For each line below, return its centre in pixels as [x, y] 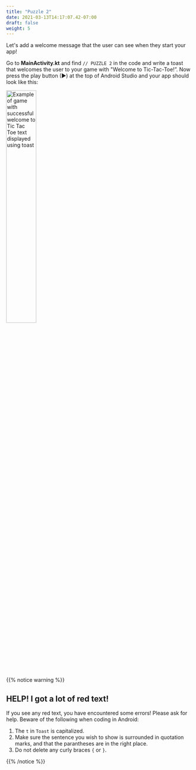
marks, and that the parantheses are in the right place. [81, 744]
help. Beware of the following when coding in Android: [72, 719]
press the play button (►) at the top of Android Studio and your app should [97, 76]
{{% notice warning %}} [36, 680]
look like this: [22, 82]
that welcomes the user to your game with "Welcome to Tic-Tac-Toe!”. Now [99, 70]
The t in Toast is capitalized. [49, 731]
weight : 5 [18, 28]
